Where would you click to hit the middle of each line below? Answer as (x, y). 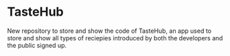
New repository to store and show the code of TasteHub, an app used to (109, 31)
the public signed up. (37, 45)
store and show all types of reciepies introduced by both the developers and (115, 38)
